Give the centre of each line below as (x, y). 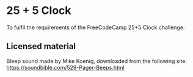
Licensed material (41, 46)
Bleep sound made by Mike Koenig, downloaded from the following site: (97, 61)
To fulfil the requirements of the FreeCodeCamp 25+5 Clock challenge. (96, 27)
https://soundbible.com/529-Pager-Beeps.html (65, 67)
